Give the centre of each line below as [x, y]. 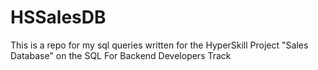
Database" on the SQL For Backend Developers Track [121, 55]
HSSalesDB [58, 17]
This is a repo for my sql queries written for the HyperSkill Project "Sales [159, 45]
